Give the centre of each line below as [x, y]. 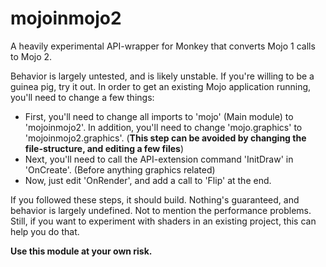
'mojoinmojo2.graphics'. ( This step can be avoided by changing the [165, 138]
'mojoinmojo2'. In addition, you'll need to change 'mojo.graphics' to [163, 127]
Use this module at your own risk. [81, 251]
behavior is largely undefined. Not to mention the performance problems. [161, 210]
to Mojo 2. [31, 56]
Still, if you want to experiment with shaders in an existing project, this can [163, 221]
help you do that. [45, 231]
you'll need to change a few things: [82, 97]
